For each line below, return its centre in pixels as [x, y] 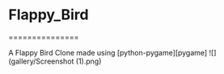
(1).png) [89, 61]
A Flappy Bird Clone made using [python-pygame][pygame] [108, 52]
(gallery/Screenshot [41, 61]
